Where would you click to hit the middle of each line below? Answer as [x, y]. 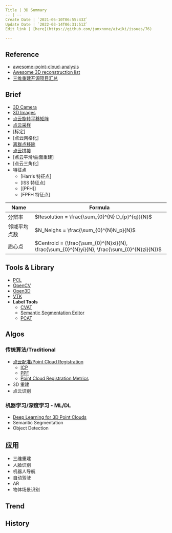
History [17, 524]
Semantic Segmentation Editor [52, 313]
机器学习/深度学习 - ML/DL [38, 405]
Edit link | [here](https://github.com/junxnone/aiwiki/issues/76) [79, 29]
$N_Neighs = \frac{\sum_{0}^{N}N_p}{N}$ [85, 230]
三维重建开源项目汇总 [35, 78]
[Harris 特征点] [36, 176]
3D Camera [25, 107]
